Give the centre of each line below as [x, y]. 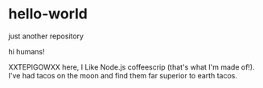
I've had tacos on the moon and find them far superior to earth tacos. [123, 75]
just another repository [46, 36]
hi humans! [27, 51]
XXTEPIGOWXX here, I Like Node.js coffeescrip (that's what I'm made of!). [131, 67]
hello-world [48, 14]
